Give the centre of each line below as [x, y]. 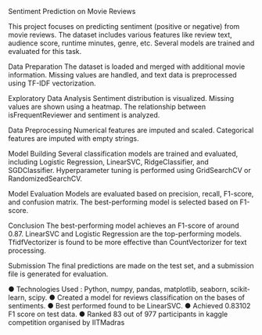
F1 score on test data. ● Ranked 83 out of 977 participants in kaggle [118, 314]
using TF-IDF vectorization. [52, 83]
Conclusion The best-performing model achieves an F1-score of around [124, 225]
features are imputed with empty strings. [74, 139]
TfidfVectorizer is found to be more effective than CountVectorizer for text [127, 242]
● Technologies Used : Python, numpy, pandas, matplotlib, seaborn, [118, 289]
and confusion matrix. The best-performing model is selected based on [123, 202]
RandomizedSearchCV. [45, 178]
